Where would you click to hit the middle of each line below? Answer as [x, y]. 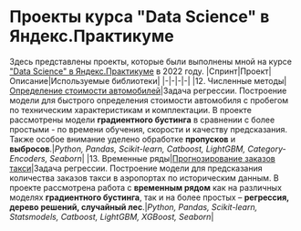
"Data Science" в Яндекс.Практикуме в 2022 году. [107, 71]
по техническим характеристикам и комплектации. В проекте [131, 110]
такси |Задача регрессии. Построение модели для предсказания [136, 168]
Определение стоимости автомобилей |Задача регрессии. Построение [148, 90]
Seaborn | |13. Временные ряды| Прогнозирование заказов [162, 158]
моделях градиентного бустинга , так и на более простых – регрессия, [150, 197]
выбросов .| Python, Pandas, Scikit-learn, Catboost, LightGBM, [128, 149]
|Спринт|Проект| [239, 71]
